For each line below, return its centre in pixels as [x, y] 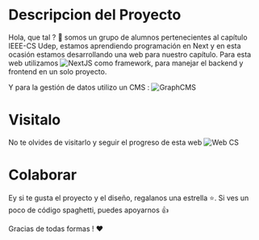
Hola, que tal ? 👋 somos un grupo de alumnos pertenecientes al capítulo [128, 37]
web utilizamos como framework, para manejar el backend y [126, 63]
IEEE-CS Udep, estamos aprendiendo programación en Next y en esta [125, 45]
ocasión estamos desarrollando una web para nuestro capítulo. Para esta [130, 54]
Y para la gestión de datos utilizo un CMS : [79, 87]
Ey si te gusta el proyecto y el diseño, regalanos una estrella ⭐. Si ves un [129, 198]
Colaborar [43, 175]
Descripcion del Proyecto [95, 15]
